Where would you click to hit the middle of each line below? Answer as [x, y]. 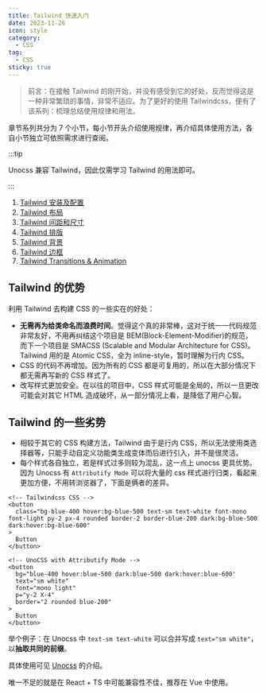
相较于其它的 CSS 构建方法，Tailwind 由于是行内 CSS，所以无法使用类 [135, 443]
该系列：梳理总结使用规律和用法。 [83, 110]
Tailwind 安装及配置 [52, 202]
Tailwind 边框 [41, 252]
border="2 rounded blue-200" [64, 602]
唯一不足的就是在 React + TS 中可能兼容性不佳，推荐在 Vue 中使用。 [120, 682]
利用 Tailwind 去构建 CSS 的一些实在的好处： [81, 308]
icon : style [28, 30]
